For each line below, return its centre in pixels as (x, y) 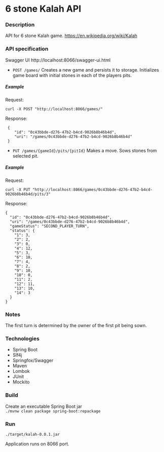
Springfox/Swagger (33, 361)
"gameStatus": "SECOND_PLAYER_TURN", (50, 226)
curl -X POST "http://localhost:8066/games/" (54, 109)
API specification (27, 49)
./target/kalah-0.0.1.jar (32, 434)
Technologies (22, 338)
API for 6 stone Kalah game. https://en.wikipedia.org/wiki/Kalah (71, 36)
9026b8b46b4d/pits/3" (28, 194)
